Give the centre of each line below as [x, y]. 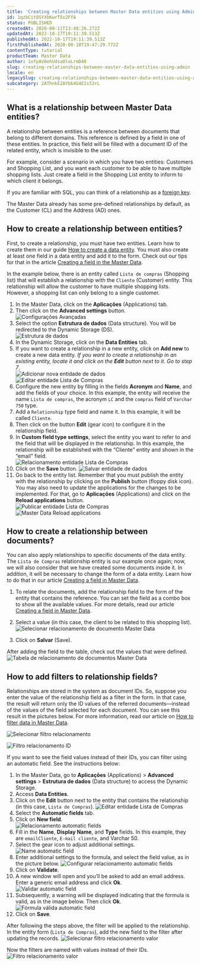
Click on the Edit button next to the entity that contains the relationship [102, 800]
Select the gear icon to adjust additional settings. [75, 845]
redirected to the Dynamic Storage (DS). [64, 329]
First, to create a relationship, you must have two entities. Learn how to [93, 243]
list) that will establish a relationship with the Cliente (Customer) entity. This [99, 280]
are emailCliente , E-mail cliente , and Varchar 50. [77, 838]
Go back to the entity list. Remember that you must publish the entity [99, 475]
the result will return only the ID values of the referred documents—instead [98, 704]
